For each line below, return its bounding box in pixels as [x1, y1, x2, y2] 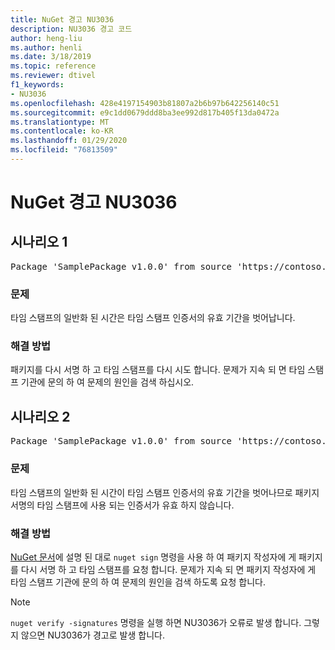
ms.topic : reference [10, 61, 97, 71]
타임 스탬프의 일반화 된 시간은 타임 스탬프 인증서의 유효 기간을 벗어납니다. [10, 312, 296, 324]
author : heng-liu [10, 33, 83, 43]
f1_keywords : [10, 80, 65, 90]
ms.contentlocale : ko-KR [10, 126, 114, 136]
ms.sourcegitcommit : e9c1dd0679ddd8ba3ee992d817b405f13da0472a [10, 107, 280, 118]
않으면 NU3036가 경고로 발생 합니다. [20, 629, 165, 641]
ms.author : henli [10, 42, 83, 53]
